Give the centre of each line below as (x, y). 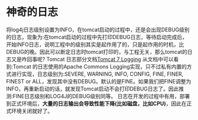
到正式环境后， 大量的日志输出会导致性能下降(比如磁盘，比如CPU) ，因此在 (97, 103)
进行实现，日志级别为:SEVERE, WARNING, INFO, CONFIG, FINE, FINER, (97, 74)
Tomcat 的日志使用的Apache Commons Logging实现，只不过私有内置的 (100, 66)
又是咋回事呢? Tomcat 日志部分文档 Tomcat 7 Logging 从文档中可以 (92, 59)
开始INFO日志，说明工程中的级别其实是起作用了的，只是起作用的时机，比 (95, 44)
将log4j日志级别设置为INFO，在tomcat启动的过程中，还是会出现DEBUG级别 (98, 30)
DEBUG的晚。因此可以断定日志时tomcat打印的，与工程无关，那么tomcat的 (97, 51)
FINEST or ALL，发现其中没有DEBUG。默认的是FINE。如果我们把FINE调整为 (99, 81)
